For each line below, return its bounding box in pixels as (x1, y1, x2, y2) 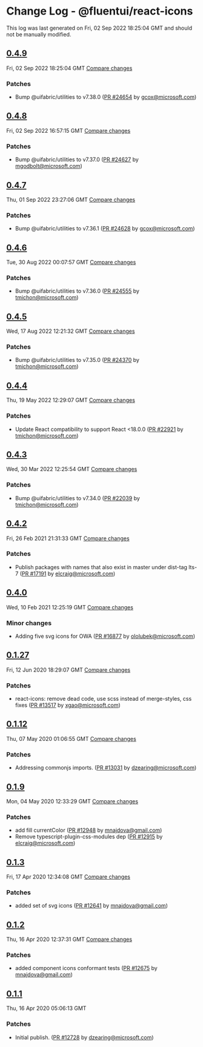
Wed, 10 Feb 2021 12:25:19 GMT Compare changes (6, 603, 133, 610)
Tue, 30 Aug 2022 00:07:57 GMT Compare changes (6, 259, 136, 266)
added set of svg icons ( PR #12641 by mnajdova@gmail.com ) (15, 902, 168, 909)
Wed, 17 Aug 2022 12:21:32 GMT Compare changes (6, 327, 135, 335)
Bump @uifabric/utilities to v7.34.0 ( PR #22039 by (15, 494, 141, 501)
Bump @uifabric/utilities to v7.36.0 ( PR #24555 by (15, 287, 139, 295)
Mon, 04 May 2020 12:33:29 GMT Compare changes (6, 797, 138, 804)
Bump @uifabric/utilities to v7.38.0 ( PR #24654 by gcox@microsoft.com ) (15, 93, 197, 101)
